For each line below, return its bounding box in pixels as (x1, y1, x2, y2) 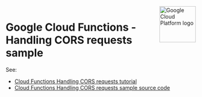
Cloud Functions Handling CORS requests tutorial (14, 78, 137, 85)
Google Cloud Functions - (5, 20, 136, 34)
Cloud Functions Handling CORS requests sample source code (14, 84, 170, 91)
